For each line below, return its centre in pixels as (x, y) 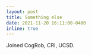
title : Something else (34, 17)
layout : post (22, 12)
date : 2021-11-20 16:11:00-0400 (46, 23)
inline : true (22, 28)
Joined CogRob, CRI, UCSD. (40, 45)
